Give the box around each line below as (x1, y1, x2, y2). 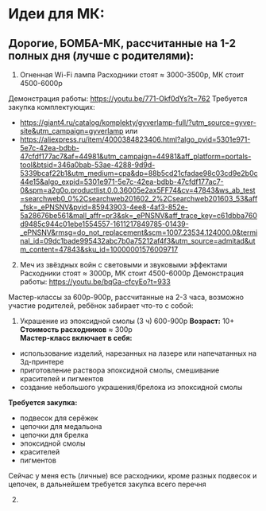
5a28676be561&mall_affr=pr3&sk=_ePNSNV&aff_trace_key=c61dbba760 (19, 211, 258, 220)
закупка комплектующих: (8, 103, 95, 111)
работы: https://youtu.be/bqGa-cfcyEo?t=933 (19, 277, 171, 287)
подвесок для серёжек (19, 413, 98, 423)
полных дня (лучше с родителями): (8, 49, 195, 62)
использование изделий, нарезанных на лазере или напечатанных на (19, 349, 256, 358)
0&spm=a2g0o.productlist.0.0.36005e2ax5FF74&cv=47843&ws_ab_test (19, 185, 256, 195)
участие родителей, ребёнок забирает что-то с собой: (8, 301, 194, 310)
